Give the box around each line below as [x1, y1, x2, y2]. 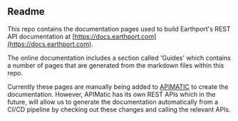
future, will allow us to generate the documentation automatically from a [7, 98, 219, 106]
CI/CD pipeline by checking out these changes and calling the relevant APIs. [7, 105, 232, 113]
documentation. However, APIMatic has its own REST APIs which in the [7, 90, 216, 98]
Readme [7, 6, 45, 18]
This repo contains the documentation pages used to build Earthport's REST [7, 24, 231, 33]
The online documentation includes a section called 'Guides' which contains [7, 53, 232, 62]
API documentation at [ [7, 32, 75, 41]
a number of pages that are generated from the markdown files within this [7, 60, 224, 70]
